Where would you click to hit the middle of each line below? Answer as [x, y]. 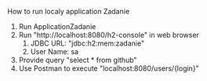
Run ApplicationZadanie [57, 26]
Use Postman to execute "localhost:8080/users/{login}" [109, 68]
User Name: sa [54, 52]
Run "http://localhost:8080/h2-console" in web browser [109, 35]
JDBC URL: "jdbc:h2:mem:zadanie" [87, 43]
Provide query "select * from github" [78, 60]
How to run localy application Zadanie [69, 11]
